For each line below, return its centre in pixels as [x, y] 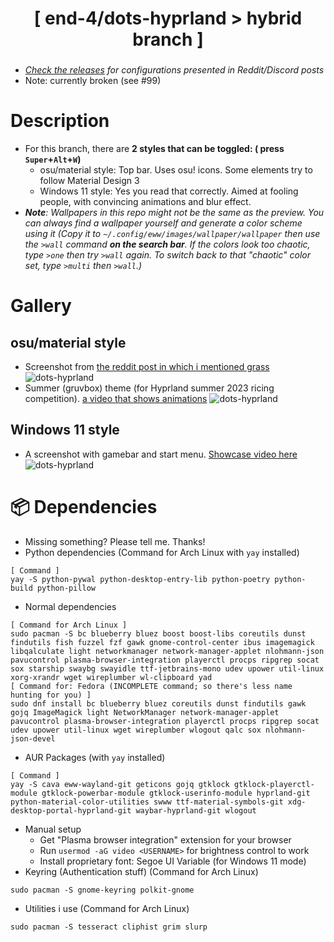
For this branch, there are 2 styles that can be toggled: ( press [154, 149]
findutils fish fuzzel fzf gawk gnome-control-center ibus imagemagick [162, 642]
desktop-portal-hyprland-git [71, 810]
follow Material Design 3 [89, 181]
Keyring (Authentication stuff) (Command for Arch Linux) [141, 871]
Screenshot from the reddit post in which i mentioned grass [147, 367]
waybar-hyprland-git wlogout [196, 810]
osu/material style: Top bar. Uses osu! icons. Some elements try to [176, 170]
